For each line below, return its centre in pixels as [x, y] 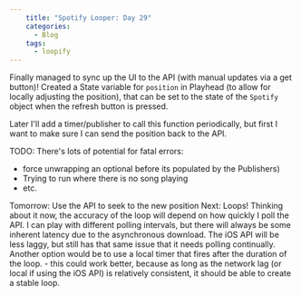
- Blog [46, 35]
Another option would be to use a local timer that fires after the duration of [148, 254]
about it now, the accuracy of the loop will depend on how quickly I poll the [150, 215]
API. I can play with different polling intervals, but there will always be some [150, 225]
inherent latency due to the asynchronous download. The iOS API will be [144, 235]
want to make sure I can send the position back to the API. [118, 134]
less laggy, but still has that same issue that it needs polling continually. [142, 244]
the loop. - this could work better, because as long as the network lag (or [146, 263]
